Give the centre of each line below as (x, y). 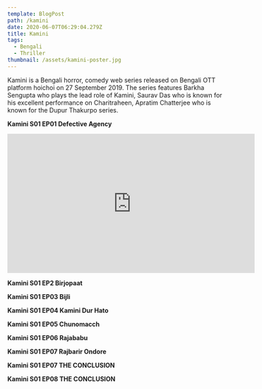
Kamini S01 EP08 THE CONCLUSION (61, 378)
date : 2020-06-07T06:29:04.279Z (55, 27)
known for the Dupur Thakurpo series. (63, 110)
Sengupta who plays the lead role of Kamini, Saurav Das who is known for (115, 95)
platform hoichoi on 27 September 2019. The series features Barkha (106, 87)
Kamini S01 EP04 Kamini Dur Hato (58, 310)
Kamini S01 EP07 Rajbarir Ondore (57, 352)
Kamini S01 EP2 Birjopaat (45, 283)
